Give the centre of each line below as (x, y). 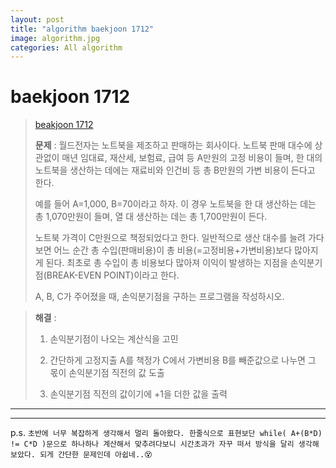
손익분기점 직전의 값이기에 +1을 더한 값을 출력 (138, 394)
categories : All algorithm (66, 47)
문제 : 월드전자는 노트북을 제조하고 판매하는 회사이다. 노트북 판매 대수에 (173, 145)
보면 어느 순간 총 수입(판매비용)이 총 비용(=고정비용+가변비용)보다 (163, 250)
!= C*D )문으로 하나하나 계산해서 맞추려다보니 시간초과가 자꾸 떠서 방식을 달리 (152, 444)
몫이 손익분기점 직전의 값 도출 (107, 373)
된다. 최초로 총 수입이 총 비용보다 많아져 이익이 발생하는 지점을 (166, 263)
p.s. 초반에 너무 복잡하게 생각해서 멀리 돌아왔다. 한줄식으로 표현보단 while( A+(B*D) (166, 433)
